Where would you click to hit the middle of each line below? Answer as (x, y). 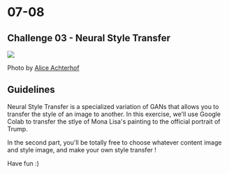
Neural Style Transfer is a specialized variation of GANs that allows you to (113, 106)
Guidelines (31, 90)
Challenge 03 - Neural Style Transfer (89, 38)
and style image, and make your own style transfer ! (82, 150)
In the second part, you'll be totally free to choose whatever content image (114, 142)
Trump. (17, 129)
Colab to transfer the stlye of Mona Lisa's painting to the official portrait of (114, 121)
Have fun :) (23, 163)
